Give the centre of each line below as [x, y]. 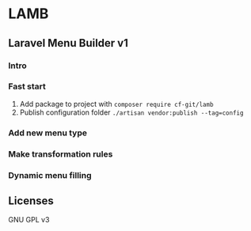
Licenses [31, 201]
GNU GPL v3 [29, 220]
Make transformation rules [61, 153]
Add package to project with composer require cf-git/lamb [116, 104]
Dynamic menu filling [50, 175]
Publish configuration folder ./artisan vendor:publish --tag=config [131, 112]
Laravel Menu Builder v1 [68, 43]
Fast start [27, 86]
